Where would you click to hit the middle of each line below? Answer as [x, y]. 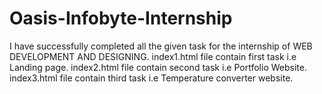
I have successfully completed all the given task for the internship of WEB [161, 46]
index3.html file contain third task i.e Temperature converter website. [151, 78]
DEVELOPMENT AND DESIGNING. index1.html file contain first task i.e [153, 56]
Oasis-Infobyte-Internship [121, 18]
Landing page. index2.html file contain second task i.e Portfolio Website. [158, 67]
